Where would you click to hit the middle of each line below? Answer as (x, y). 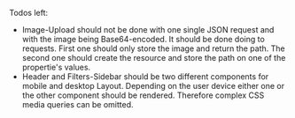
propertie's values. (56, 67)
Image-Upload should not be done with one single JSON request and (148, 29)
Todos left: (29, 13)
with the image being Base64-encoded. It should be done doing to (144, 39)
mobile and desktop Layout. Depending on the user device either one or (153, 86)
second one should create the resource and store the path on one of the (154, 58)
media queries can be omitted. (78, 104)
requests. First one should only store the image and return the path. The (153, 48)
